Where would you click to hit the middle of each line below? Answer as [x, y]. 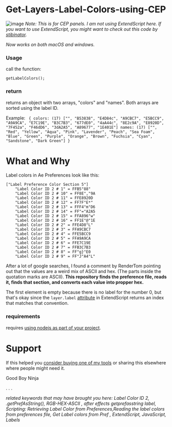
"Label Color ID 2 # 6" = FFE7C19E [53, 243]
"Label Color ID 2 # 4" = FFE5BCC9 [53, 234]
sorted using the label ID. [32, 108]
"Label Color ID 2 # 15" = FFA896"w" [55, 216]
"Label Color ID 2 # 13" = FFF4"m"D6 [55, 207]
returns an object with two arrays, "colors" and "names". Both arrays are [82, 102]
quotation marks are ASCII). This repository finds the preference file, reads [86, 277]
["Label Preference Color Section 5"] [47, 185]
